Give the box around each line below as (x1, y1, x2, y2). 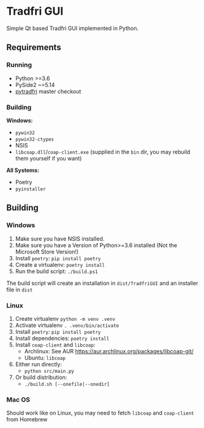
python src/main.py (24, 368, 75, 374)
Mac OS (6, 395, 31, 404)
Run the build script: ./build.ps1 (15, 268, 98, 275)
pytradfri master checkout (15, 88, 81, 95)
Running (6, 61, 32, 69)
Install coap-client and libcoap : (15, 341, 96, 348)
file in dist (6, 286, 33, 293)
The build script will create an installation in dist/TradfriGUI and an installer (6, 279, 198, 287)
